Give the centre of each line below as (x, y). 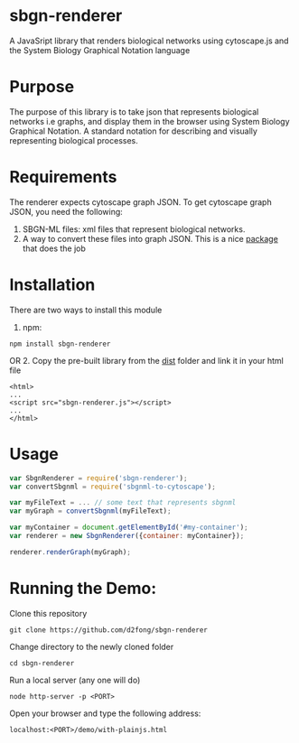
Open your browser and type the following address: (105, 713)
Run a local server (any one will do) (75, 680)
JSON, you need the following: (66, 211)
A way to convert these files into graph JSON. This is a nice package (150, 238)
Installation (52, 284)
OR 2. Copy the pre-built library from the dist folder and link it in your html (147, 360)
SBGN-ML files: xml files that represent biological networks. (134, 229)
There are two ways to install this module (86, 310)
